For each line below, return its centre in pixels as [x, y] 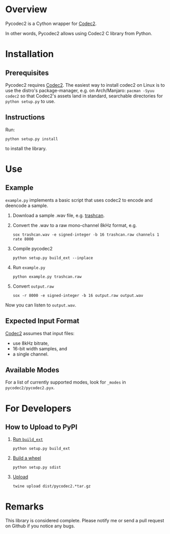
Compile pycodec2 [32, 248]
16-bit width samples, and [40, 348]
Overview [26, 9]
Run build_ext [28, 439]
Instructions [25, 118]
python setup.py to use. [30, 101]
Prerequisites [27, 73]
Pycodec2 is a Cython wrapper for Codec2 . [51, 23]
